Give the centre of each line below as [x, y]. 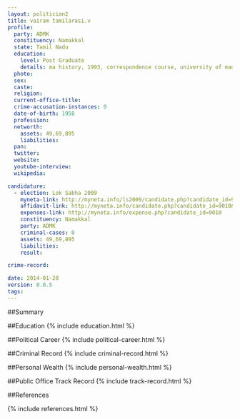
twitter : [27, 153]
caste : [24, 87]
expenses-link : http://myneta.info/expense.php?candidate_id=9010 [121, 213]
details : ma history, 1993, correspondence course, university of [121, 67]
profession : [32, 120]
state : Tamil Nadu [41, 47]
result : [31, 253]
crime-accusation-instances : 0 [60, 107]
